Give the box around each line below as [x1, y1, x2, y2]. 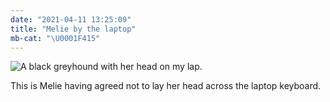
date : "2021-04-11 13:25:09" [10, 14, 132, 25]
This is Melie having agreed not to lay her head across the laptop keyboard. [10, 80, 322, 92]
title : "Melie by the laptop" [10, 24, 137, 34]
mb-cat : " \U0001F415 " [10, 33, 101, 43]
